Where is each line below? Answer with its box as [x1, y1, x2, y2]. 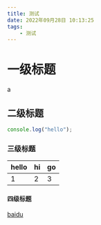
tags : [7, 23, 23, 30]
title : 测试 [7, 10, 39, 17]
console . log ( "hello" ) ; [7, 126, 73, 133]
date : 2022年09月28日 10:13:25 [7, 17, 95, 24]
